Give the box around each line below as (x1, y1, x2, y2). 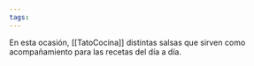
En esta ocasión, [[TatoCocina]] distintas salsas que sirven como (9, 37, 246, 48)
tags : (9, 12, 29, 22)
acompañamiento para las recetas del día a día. (9, 46, 181, 57)
